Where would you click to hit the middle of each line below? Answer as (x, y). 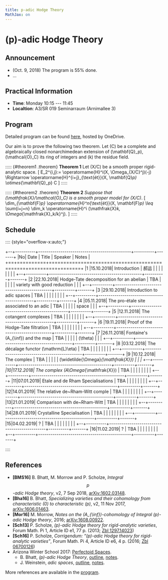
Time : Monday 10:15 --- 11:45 (43, 103)
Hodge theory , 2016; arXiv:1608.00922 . (63, 520)
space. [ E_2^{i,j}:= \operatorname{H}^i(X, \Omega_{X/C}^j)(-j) (87, 172)
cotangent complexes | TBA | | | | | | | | (45, 316)
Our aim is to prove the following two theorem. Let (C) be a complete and (80, 146)
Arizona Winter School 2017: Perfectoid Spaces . (62, 552)
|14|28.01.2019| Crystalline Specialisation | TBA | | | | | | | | (65, 412)
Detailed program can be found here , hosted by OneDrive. (65, 137)
